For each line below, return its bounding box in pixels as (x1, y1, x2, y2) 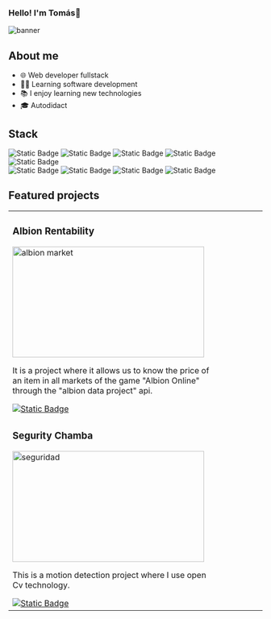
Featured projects (8, 189, 100, 202)
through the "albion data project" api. (12, 384, 153, 396)
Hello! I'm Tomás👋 (8, 7, 81, 19)
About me (8, 48, 59, 63)
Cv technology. (12, 580, 70, 591)
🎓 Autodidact (19, 101, 68, 110)
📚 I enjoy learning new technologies (19, 89, 142, 98)
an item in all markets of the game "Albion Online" (12, 375, 200, 386)
